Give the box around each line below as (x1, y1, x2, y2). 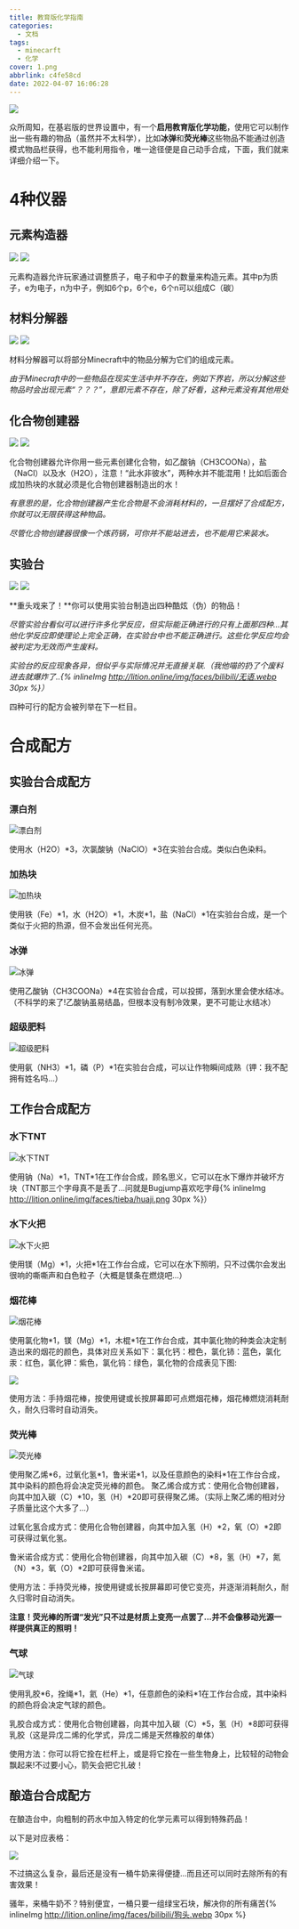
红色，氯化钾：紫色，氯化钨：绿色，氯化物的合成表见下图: (24, 1358, 238, 1368)
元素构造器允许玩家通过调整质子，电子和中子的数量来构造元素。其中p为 (9, 271, 271, 281)
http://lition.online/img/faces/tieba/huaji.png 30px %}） (9, 1194, 212, 1204)
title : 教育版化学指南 (9, 12, 84, 22)
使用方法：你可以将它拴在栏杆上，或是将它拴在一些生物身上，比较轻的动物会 (9, 1748, 289, 1759)
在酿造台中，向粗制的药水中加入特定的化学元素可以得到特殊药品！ (9, 1813, 250, 1824)
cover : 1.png (9, 63, 58, 72)
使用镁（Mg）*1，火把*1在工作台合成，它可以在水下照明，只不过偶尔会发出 (9, 1259, 287, 1269)
